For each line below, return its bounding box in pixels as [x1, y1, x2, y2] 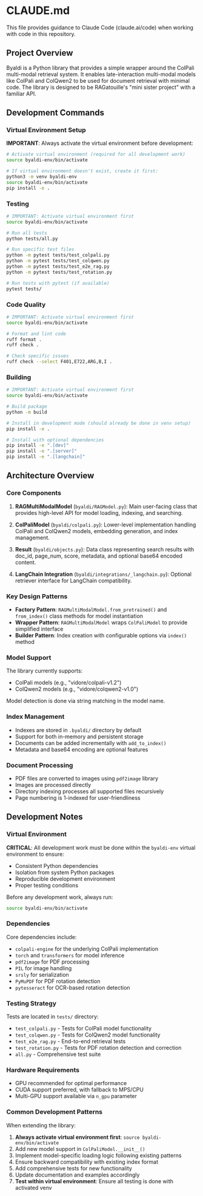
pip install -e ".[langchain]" [6, 454, 85, 460]
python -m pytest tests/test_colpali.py [6, 252, 110, 259]
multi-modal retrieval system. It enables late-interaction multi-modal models [6, 71, 196, 78]
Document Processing [6, 761, 73, 769]
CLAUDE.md [6, 4, 70, 18]
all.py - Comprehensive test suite [15, 1051, 101, 1058]
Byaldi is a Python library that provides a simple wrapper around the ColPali [6, 64, 195, 71]
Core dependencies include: [6, 933, 77, 940]
